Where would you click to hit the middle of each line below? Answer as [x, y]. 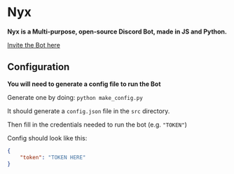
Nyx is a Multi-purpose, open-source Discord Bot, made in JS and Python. [117, 31]
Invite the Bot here [34, 45]
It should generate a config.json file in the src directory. [89, 111]
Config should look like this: [47, 138]
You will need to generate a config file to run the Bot [84, 84]
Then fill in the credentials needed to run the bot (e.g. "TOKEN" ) [97, 124]
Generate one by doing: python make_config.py [75, 97]
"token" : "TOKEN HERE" [53, 157]
